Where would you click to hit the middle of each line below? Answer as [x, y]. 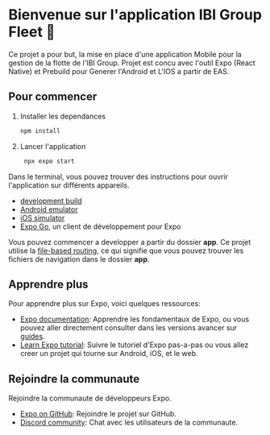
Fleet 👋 [32, 32]
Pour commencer [53, 97]
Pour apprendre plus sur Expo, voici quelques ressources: [105, 304]
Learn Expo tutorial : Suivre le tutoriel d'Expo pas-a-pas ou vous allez [134, 345]
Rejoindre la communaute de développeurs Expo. [90, 398]
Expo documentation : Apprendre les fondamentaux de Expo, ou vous [135, 319]
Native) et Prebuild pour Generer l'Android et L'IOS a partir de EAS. [119, 71]
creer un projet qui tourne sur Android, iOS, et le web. [109, 354]
